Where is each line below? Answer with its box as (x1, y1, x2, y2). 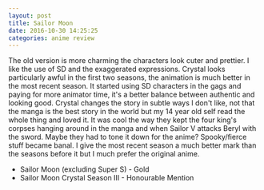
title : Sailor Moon (8, 19, 74, 27)
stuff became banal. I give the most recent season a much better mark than (8, 141, 257, 150)
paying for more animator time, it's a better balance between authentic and (8, 89, 255, 100)
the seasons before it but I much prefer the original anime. (8, 149, 200, 159)
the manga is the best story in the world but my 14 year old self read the (8, 107, 246, 117)
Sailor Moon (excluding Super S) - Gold (19, 164, 150, 174)
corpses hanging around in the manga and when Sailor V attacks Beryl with (8, 124, 257, 133)
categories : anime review (8, 34, 94, 42)
